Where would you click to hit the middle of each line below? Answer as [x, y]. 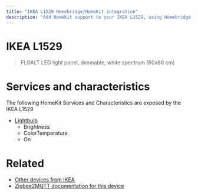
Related [25, 163]
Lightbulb [26, 121]
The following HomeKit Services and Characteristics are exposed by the [94, 103]
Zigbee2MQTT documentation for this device [69, 186]
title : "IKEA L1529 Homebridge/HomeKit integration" [72, 12]
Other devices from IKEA [44, 180]
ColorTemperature [45, 133]
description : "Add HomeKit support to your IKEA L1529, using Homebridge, [100, 17]
